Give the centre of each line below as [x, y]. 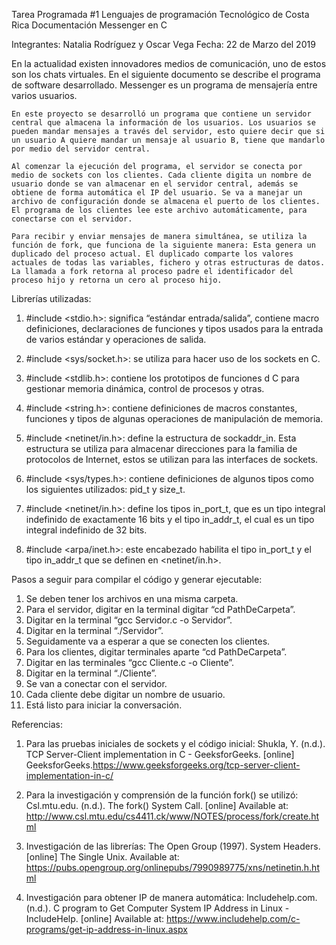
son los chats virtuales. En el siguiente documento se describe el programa [166, 74]
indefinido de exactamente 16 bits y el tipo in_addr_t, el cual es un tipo [170, 519]
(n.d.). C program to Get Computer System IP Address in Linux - [157, 908]
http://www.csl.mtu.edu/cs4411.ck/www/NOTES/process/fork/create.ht [172, 816]
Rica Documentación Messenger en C [89, 25]
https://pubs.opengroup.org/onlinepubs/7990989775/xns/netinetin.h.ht [172, 867]
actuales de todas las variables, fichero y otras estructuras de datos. [168, 263]
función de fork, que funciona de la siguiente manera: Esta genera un [163, 245]
